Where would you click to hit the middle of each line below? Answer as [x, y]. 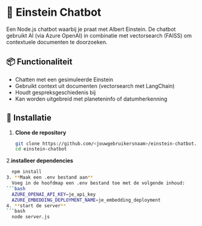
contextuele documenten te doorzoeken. [57, 42]
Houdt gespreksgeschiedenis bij [55, 92]
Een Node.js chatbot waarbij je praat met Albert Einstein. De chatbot [91, 29]
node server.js [31, 217]
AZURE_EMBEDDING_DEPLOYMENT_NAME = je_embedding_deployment [86, 200]
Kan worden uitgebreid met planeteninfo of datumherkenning [91, 99]
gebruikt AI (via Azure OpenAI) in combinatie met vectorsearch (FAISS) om [99, 35]
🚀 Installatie [29, 118]
